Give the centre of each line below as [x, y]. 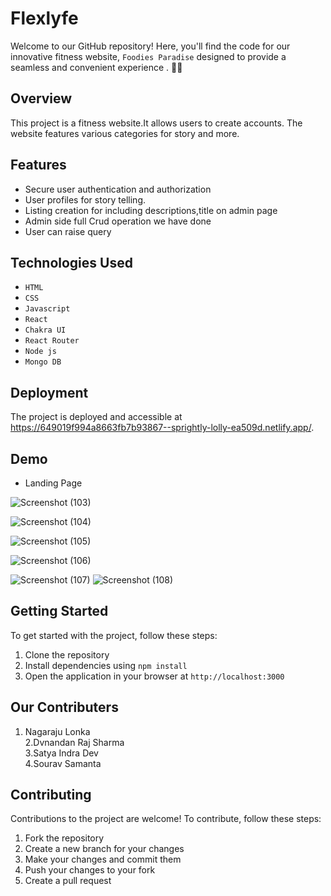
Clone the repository [67, 654]
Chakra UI [45, 330]
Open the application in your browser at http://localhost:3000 [154, 676]
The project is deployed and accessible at [96, 417]
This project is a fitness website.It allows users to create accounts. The [156, 123]
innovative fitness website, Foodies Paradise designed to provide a [148, 56]
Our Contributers [64, 707]
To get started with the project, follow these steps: [114, 635]
